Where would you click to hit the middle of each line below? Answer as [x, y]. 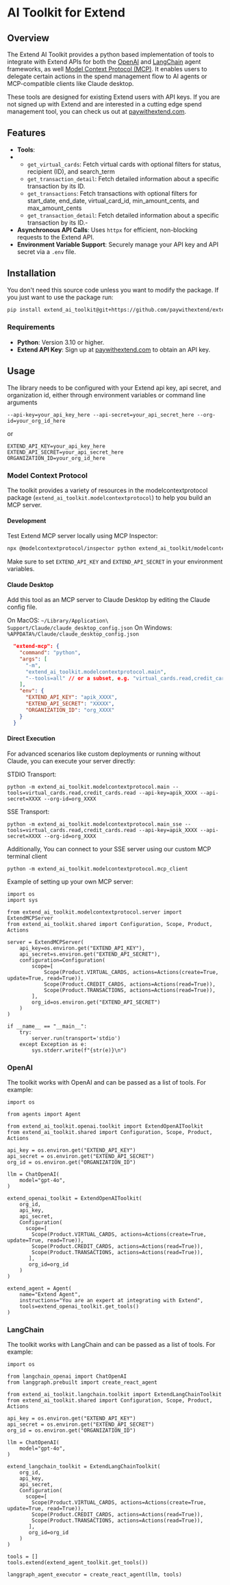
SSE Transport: [28, 811]
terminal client [27, 856]
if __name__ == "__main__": [47, 1026]
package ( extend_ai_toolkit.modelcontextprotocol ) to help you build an [109, 497]
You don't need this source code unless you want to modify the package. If [113, 290]
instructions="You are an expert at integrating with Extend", [112, 1301]
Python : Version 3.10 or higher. [61, 342]
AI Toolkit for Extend [66, 13]
